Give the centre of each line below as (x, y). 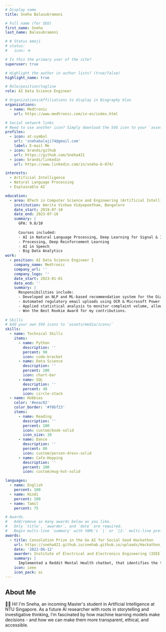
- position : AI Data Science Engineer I (52, 260)
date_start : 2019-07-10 (39, 210)
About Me (21, 592)
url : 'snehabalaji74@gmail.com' (47, 141)
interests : (16, 173)
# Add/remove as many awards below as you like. (58, 522)
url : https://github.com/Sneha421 (49, 155)
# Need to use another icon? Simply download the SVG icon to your (76, 127)
